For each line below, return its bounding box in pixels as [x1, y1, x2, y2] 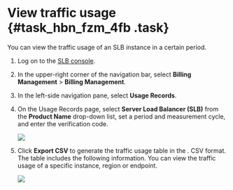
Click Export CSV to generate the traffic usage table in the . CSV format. [17, 146, 226, 155]
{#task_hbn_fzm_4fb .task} [7, 20, 169, 36]
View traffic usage [7, 5, 117, 21]
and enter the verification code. [17, 119, 108, 128]
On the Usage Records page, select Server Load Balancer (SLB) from [17, 104, 219, 113]
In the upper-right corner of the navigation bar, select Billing [17, 70, 192, 79]
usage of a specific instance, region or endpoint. [17, 161, 157, 170]
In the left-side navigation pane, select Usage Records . [17, 91, 177, 100]
